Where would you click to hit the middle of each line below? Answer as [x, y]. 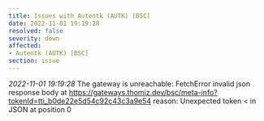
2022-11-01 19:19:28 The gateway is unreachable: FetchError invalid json [129, 83]
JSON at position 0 [40, 109]
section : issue [34, 61]
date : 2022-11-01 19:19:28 [54, 23]
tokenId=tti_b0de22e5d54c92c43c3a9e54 [80, 101]
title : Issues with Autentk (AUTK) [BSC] [80, 16]
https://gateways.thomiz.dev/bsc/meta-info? [143, 92]
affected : [25, 46]
